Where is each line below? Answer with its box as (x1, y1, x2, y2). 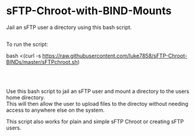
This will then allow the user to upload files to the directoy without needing (6, 101, 188, 108)
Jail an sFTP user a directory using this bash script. (6, 24, 132, 31)
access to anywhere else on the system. (6, 106, 105, 114)
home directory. (6, 94, 45, 101)
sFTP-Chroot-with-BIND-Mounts (6, 4, 172, 18)
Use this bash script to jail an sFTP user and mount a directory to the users (6, 88, 190, 95)
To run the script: (6, 41, 49, 48)
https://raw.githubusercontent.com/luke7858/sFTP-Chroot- (42, 52, 187, 60)
